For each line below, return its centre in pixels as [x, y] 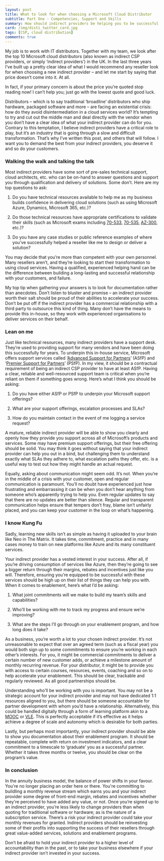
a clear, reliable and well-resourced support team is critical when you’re [77, 374]
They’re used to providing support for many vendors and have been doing [80, 348]
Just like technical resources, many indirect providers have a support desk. [81, 342]
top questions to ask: [26, 188]
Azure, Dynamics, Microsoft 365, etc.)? [52, 208]
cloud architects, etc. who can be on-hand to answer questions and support [82, 177]
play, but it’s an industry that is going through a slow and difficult [70, 133]
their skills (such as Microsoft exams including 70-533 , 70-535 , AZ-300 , [85, 222]
